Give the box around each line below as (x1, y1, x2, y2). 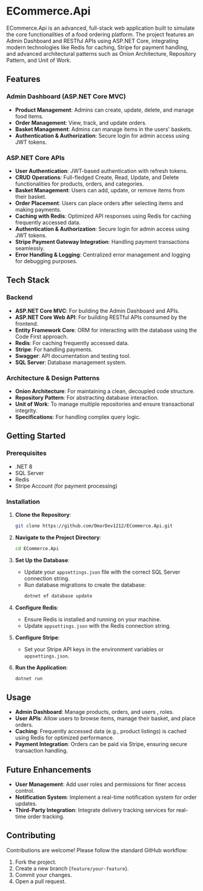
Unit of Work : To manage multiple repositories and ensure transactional (15, 400, 195, 408)
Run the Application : (15, 664, 68, 671)
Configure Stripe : (15, 634, 60, 641)
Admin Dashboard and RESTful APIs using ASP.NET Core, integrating (6, 37, 179, 44)
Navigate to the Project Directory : (15, 534, 102, 541)
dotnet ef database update (24, 593, 93, 599)
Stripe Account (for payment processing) (15, 482, 118, 489)
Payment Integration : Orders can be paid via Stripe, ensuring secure (15, 741, 188, 748)
